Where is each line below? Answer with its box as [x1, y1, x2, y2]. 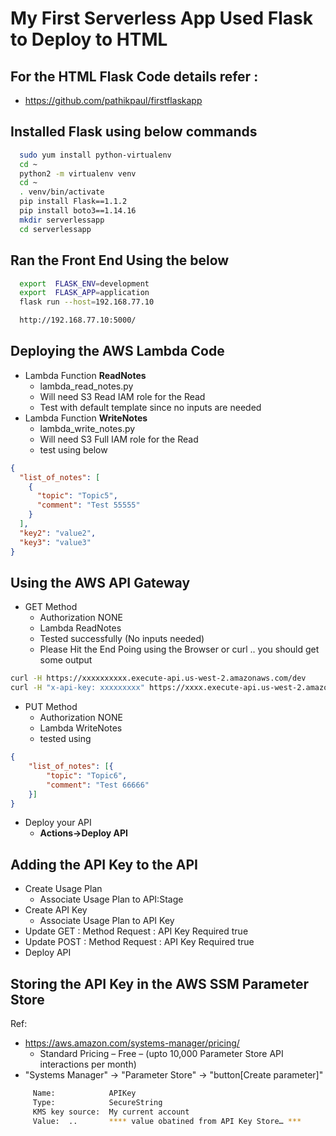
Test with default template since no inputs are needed [39, 401, 262, 413]
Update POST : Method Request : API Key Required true [24, 936, 255, 948]
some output [39, 654, 93, 666]
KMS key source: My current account [32, 1107, 190, 1117]
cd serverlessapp [19, 224, 92, 234]
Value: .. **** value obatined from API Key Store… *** [32, 1116, 302, 1126]
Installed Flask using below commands [10, 123, 258, 141]
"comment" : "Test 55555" [36, 500, 141, 511]
